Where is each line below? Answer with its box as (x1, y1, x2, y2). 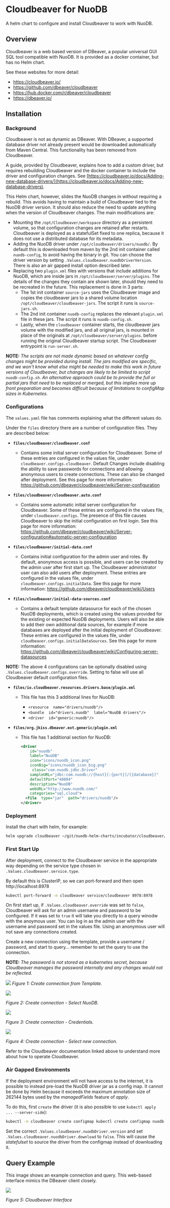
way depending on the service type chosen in (6, 862, 101, 869)
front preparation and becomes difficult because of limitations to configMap (6, 385, 164, 391)
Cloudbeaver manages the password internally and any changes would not (6, 964, 163, 971)
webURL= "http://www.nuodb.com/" (30, 786, 98, 791)
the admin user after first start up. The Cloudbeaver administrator (20, 564, 157, 570)
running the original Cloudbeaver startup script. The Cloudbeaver (20, 338, 157, 344)
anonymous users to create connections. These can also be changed (20, 471, 164, 477)
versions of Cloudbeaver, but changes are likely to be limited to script (6, 369, 150, 375)
